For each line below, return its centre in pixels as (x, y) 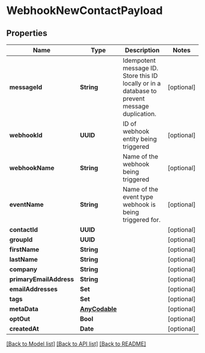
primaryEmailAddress (42, 279)
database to (140, 91)
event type (138, 197)
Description (142, 50)
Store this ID (140, 76)
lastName (24, 259)
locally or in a (142, 83)
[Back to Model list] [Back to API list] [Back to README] (76, 344)
